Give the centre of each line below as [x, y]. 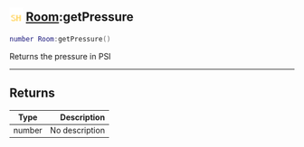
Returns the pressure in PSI [60, 56]
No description [77, 131]
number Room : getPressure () [60, 39]
